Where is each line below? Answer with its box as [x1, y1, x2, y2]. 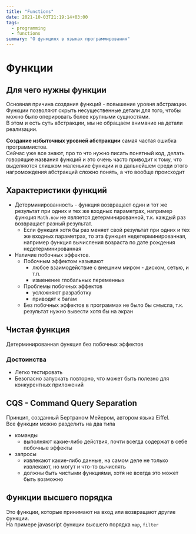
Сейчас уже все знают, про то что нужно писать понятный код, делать [6, 150, 185, 156]
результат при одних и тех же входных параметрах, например [14, 207, 172, 214]
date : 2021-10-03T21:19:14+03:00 [6, 14, 88, 20]
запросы [14, 450, 37, 457]
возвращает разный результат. [14, 220, 93, 227]
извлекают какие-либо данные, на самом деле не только [23, 457, 169, 464]
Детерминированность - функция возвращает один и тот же [14, 201, 168, 208]
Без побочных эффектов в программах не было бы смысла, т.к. [23, 302, 184, 309]
